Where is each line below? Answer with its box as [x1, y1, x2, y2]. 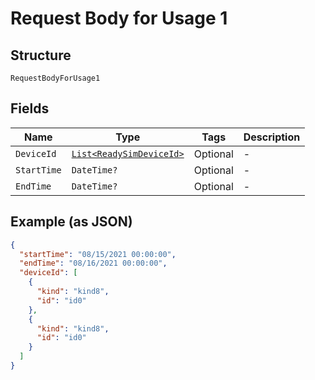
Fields [10, 100, 50, 117]
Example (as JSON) [10, 213, 133, 231]
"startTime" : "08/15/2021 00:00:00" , [19, 249, 177, 259]
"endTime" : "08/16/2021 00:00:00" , [19, 258, 168, 269]
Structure [10, 47, 72, 64]
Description [243, 130, 301, 144]
